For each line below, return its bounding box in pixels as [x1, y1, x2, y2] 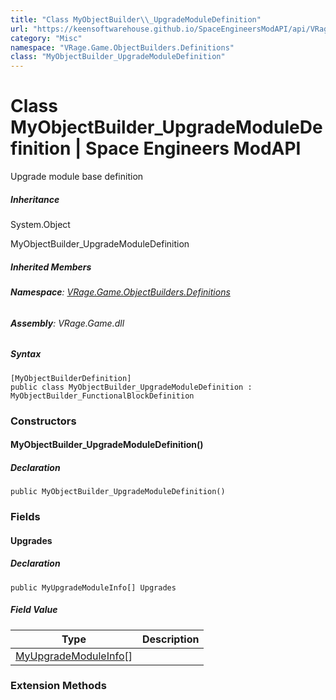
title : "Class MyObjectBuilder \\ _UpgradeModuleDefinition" [10, 14, 262, 25]
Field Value [10, 604, 58, 616]
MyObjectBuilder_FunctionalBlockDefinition [10, 391, 195, 401]
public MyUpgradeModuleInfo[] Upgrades [10, 582, 177, 593]
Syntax [10, 348, 42, 360]
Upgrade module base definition [10, 171, 144, 183]
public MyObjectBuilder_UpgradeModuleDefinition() [10, 487, 226, 497]
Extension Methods [10, 679, 107, 693]
